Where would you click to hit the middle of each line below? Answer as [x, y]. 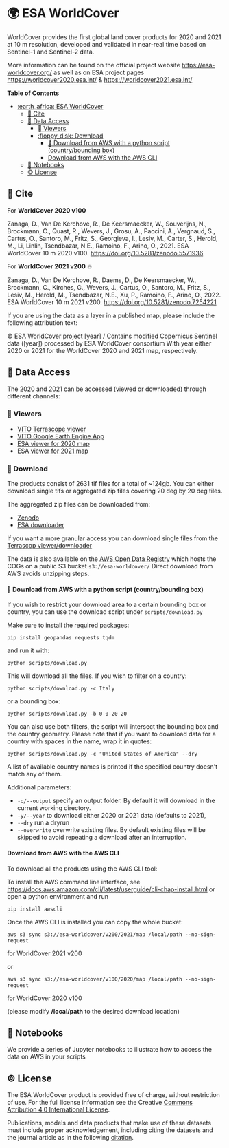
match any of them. [35, 774]
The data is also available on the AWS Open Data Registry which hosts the [112, 559]
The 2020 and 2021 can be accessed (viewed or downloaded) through [107, 389]
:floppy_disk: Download [70, 136]
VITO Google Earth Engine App [61, 436]
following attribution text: [42, 322]
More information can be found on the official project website [94, 65]
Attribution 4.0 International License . [59, 1109]
